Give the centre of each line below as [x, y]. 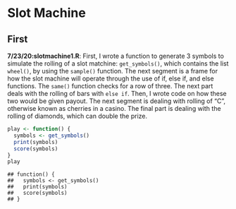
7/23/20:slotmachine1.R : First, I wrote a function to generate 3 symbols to [116, 56]
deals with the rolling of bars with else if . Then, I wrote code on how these [117, 94]
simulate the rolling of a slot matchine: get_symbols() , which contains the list [118, 64]
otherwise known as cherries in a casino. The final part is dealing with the [114, 108]
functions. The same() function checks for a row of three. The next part [110, 86]
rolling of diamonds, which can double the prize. [77, 116]
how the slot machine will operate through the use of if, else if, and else [111, 78]
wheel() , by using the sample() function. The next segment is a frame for [113, 71]
